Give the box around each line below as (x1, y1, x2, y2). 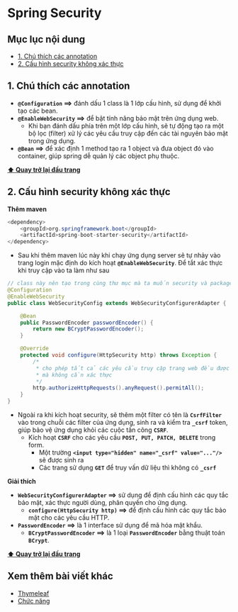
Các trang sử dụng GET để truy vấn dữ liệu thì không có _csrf (38, 463, 217, 472)
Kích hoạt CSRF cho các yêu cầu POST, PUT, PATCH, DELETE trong (28, 433, 216, 441)
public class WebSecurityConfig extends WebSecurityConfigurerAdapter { (7, 299, 227, 306)
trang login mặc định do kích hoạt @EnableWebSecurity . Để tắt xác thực (17, 259, 223, 267)
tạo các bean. (17, 106, 58, 115)
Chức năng (17, 596, 50, 605)
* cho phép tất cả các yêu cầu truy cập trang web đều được (35, 365, 230, 372)
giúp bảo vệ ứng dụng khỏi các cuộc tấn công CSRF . (17, 425, 169, 434)
